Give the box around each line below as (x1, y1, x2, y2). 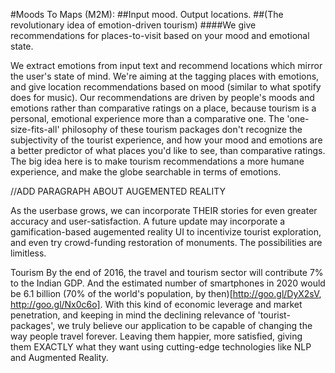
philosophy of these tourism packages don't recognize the (61, 124, 303, 135)
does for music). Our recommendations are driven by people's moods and (10, 92, 315, 103)
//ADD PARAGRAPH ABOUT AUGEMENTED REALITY (10, 185, 226, 197)
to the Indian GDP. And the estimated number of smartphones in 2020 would (10, 277, 326, 289)
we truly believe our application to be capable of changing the (57, 320, 313, 331)
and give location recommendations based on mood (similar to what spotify (10, 81, 322, 93)
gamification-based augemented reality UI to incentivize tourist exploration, (10, 226, 322, 238)
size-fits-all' (10, 124, 60, 135)
